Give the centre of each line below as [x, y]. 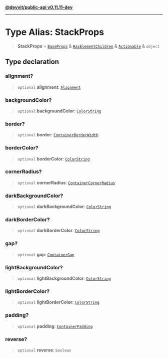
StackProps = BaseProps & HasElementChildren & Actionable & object [88, 46]
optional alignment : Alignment [49, 87]
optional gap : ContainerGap [46, 254]
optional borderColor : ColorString [53, 159]
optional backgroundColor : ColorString [59, 111]
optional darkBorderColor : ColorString [58, 231]
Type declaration [32, 62]
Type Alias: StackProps [54, 32]
